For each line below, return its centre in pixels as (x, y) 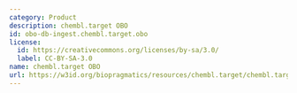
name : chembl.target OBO (55, 67)
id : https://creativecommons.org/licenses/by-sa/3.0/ (118, 50)
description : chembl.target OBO (69, 26)
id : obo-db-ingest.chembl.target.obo (79, 34)
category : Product (43, 17)
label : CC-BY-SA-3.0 (55, 58)
